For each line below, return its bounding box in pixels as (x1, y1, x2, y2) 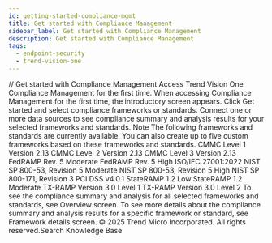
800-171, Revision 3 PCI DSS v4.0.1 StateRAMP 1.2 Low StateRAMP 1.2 (8, 173, 243, 183)
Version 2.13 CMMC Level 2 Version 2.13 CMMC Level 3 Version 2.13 (8, 147, 237, 158)
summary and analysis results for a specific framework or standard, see (8, 208, 249, 218)
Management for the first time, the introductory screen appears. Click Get (8, 96, 255, 106)
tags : (8, 42, 27, 50)
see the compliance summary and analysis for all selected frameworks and (8, 191, 259, 201)
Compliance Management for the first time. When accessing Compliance (8, 87, 252, 97)
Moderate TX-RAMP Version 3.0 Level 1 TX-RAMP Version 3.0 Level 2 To (8, 182, 252, 192)
